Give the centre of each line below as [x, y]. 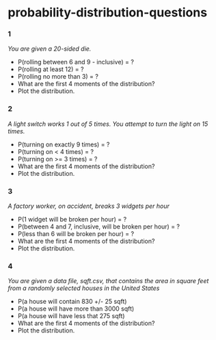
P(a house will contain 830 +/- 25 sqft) [72, 302]
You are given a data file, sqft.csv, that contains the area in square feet [108, 281]
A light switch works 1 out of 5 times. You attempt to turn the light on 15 [108, 124]
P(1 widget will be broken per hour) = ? [72, 220]
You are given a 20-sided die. [50, 49]
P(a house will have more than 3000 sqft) [76, 309]
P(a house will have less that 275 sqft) [71, 316]
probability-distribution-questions [108, 13]
